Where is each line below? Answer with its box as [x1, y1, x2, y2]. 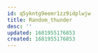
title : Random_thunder [7, 17, 72, 23]
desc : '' [7, 23, 32, 30]
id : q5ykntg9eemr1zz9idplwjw [7, 10, 91, 17]
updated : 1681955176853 [7, 29, 76, 36]
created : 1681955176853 [7, 36, 76, 43]
